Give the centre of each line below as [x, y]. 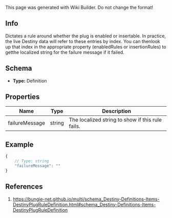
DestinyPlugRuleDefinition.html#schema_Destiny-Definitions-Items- [84, 204]
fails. [74, 126]
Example [19, 144]
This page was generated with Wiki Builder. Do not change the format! [79, 7]
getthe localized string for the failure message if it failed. [65, 52]
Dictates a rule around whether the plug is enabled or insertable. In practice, [86, 36]
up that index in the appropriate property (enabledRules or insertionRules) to [86, 47]
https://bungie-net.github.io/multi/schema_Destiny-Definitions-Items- [86, 199]
